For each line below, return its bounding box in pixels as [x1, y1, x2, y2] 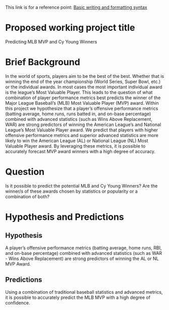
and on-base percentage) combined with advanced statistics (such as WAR [5, 250, 162, 256]
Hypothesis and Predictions [5, 211, 125, 223]
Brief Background [5, 57, 81, 68]
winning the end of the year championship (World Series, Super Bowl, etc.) [5, 78, 161, 84]
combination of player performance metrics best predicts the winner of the [5, 95, 161, 101]
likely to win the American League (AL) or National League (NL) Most [5, 138, 148, 144]
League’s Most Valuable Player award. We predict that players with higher [5, 126, 158, 133]
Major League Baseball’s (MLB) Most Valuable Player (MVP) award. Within [5, 100, 159, 106]
